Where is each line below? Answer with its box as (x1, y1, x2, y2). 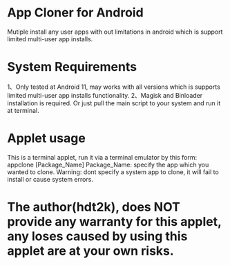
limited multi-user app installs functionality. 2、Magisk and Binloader (7, 91, 203, 99)
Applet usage (7, 131, 86, 146)
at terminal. (7, 106, 39, 114)
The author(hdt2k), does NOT (7, 200, 181, 215)
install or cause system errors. (7, 175, 93, 183)
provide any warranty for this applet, (7, 214, 222, 229)
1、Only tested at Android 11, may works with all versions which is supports (7, 83, 221, 91)
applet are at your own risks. (7, 243, 174, 259)
